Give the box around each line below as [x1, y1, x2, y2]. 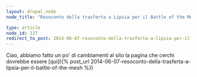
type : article [6, 25, 41, 31]
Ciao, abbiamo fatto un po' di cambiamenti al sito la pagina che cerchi [6, 52, 175, 59]
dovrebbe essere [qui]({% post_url [6, 58, 90, 65]
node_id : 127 [6, 30, 38, 36]
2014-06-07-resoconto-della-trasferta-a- [90, 58, 191, 65]
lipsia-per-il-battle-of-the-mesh [6, 64, 83, 71]
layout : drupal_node [6, 8, 57, 15]
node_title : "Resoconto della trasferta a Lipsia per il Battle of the [6, 14, 185, 20]
